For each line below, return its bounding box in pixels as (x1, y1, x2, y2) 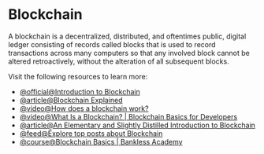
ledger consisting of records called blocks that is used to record (8, 39, 216, 49)
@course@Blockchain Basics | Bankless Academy (19, 137, 183, 146)
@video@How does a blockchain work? (19, 104, 149, 113)
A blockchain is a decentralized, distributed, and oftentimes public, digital (8, 31, 247, 41)
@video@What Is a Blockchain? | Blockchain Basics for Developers (19, 112, 238, 121)
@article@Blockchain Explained (19, 95, 124, 104)
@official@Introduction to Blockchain (19, 86, 140, 96)
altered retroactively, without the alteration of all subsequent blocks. (8, 57, 230, 66)
